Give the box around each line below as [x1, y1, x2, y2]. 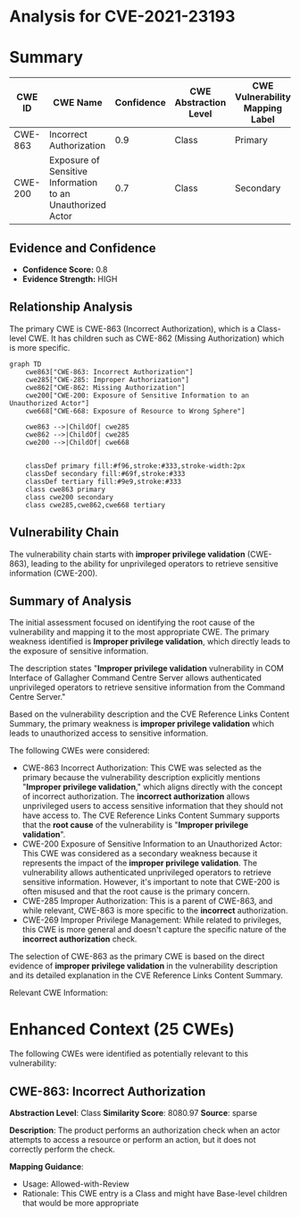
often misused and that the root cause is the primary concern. [21, 886, 251, 897]
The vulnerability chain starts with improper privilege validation [9, 549, 246, 559]
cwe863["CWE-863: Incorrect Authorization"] [25, 367, 194, 377]
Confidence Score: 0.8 [21, 264, 108, 275]
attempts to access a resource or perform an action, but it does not [9, 1135, 256, 1145]
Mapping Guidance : [9, 1162, 84, 1172]
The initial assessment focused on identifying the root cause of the [9, 617, 255, 628]
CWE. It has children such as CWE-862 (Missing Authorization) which [28, 333, 285, 344]
